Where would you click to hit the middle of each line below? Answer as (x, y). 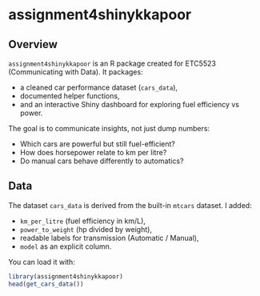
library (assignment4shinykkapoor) (66, 276)
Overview (33, 44)
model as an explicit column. (66, 246)
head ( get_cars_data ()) (46, 284)
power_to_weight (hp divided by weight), (86, 229)
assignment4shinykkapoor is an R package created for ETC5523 (112, 63)
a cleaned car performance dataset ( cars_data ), (99, 87)
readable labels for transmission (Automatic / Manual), (109, 238)
